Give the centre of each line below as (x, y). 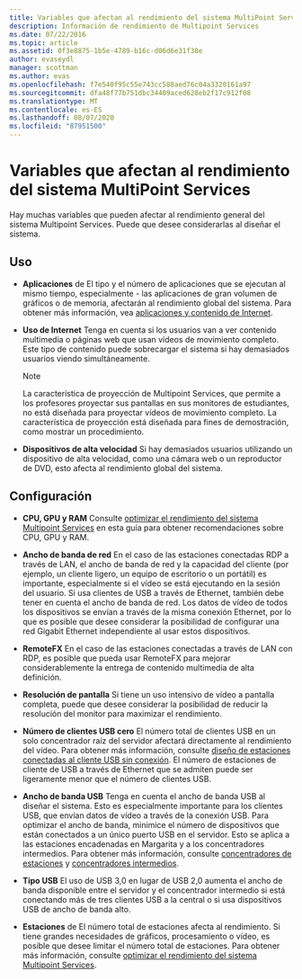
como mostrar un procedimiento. (83, 432)
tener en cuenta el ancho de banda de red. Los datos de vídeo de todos (155, 602)
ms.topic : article (44, 43)
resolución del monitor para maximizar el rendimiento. (122, 713)
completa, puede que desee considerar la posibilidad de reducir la (145, 704)
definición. (42, 677)
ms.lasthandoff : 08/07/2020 (62, 118)
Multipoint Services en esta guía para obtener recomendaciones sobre (153, 528)
